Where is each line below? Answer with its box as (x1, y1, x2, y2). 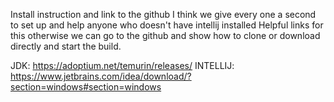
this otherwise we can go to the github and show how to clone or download (10, 30, 321, 41)
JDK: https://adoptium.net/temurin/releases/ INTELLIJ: (10, 60, 235, 71)
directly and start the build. (10, 40, 122, 52)
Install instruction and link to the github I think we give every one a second (10, 9, 317, 20)
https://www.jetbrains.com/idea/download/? (10, 70, 192, 82)
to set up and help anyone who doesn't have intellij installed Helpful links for (10, 19, 324, 31)
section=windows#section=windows (10, 81, 162, 93)
